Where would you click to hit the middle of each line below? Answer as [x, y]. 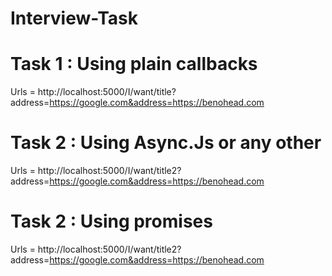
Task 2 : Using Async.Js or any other [166, 143]
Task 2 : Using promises [111, 221]
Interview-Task [74, 18]
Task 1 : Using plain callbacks [134, 64]
